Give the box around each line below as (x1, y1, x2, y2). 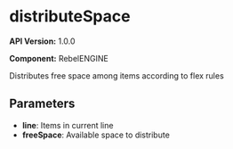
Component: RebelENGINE (9, 53, 108, 63)
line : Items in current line (21, 120, 114, 130)
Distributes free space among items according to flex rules (9, 70, 224, 81)
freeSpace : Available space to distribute (21, 129, 171, 140)
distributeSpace (9, 6, 131, 27)
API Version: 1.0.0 (9, 36, 76, 46)
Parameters (9, 96, 76, 112)
